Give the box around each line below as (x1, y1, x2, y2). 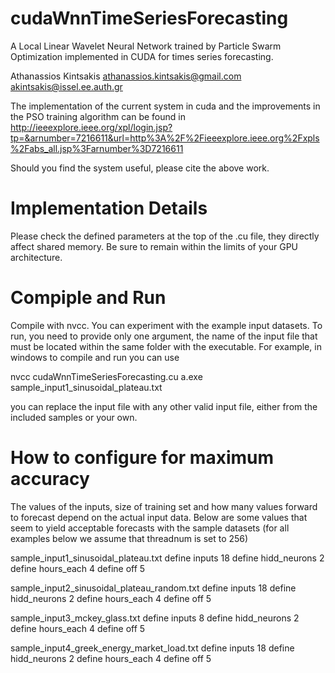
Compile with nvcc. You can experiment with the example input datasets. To (10, 319, 323, 331)
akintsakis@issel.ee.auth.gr (10, 80, 123, 92)
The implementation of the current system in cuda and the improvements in (10, 100, 321, 112)
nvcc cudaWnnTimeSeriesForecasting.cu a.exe (10, 370, 203, 382)
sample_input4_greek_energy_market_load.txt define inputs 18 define (10, 642, 295, 654)
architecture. (10, 251, 63, 263)
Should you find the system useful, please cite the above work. (10, 162, 270, 174)
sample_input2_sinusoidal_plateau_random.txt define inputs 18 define (10, 582, 297, 594)
